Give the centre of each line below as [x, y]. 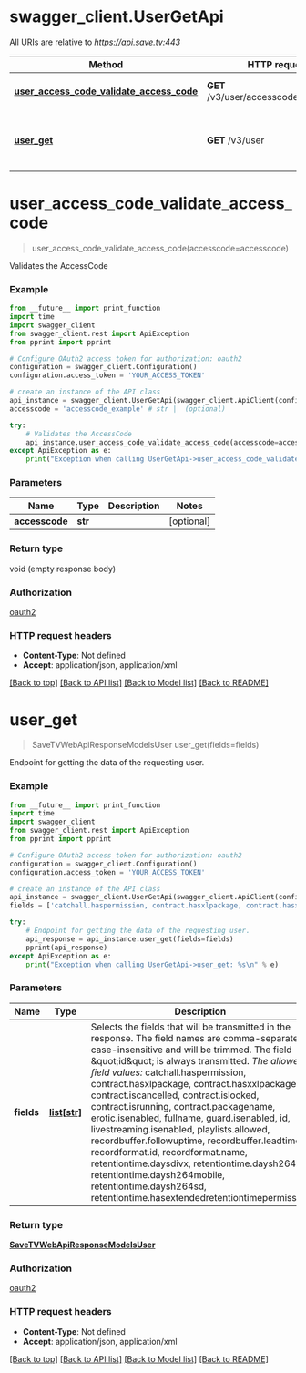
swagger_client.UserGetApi [117, 17]
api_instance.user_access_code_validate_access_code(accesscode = [153, 442]
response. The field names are [156, 1038]
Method [106, 64]
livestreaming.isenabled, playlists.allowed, [180, 1129]
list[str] [65, 1112]
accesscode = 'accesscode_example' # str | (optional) [117, 409]
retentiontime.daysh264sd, [148, 1186]
